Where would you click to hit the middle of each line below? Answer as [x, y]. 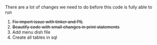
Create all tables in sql [35, 37]
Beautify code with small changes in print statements [66, 27]
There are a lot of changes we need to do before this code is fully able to [79, 7]
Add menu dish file [31, 32]
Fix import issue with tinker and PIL [48, 22]
